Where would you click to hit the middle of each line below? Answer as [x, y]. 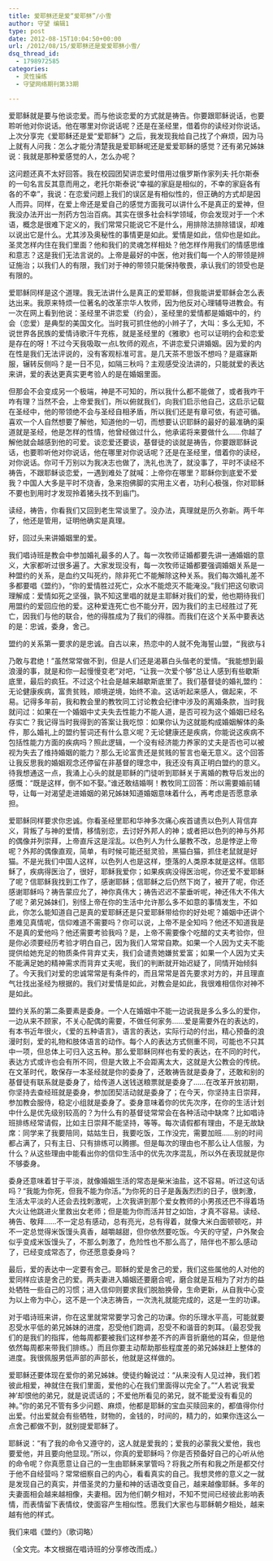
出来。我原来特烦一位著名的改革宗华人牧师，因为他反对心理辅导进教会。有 [140, 303]
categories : [28, 69]
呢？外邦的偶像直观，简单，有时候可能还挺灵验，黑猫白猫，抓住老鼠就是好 [133, 850]
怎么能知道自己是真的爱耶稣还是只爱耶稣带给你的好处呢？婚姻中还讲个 [147, 912]
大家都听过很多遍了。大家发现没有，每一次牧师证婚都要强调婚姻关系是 [140, 565]
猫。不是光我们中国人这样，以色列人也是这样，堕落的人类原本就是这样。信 [133, 861]
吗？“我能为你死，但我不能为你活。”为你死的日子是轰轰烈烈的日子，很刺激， [134, 1191]
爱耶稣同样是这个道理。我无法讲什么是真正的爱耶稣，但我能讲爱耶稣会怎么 [133, 292]
